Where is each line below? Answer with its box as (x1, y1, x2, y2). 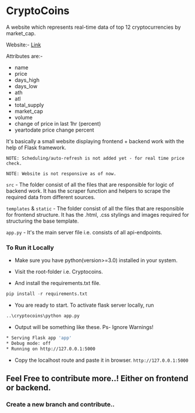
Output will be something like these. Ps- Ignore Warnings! (14, 323, 154, 330)
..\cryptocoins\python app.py (6, 313, 80, 319)
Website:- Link (6, 41, 41, 48)
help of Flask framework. (6, 144, 66, 151)
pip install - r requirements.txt (6, 291, 88, 297)
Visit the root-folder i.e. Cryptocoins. (14, 268, 104, 276)
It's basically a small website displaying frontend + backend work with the (6, 137, 184, 145)
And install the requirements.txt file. (14, 280, 101, 287)
